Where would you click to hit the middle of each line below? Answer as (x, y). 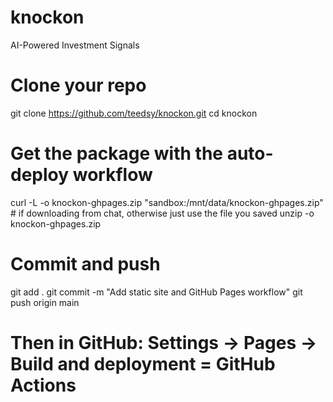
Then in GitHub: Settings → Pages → (164, 342)
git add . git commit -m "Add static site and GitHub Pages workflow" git (156, 292)
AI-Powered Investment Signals (75, 45)
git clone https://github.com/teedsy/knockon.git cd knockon (134, 113)
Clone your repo (78, 85)
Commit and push (85, 264)
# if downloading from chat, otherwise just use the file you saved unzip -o (162, 213)
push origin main (45, 302)
